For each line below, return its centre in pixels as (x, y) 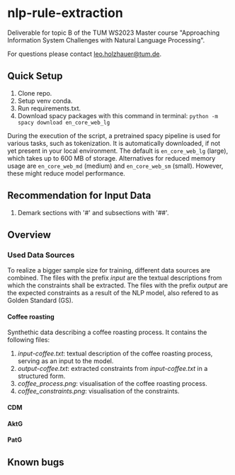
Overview (29, 235)
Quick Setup (35, 76)
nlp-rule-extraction (65, 13)
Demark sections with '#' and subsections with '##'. (93, 212)
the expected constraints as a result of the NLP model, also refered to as (113, 293)
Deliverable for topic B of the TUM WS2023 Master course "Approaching (114, 33)
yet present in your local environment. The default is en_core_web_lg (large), (118, 151)
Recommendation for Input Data (79, 196)
